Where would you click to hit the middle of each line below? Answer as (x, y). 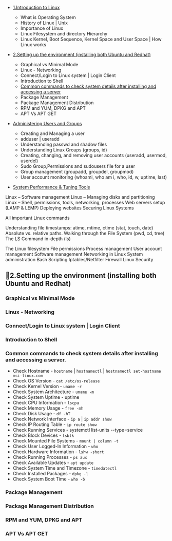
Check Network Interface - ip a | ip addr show (62, 419)
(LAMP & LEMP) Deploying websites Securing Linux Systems (70, 208)
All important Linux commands (38, 218)
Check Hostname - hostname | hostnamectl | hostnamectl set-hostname (87, 371)
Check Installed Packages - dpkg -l (51, 474)
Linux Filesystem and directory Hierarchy (64, 34)
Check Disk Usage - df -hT (42, 414)
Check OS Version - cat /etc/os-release (56, 381)
